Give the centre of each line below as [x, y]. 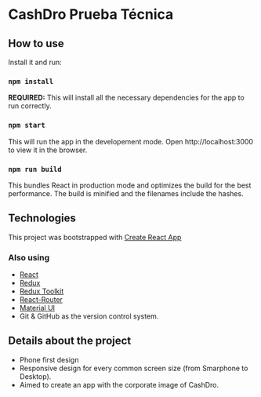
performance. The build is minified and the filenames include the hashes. [126, 193]
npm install [31, 81]
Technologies [42, 219]
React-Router [41, 299]
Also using [29, 257]
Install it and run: [35, 62]
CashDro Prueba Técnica [91, 15]
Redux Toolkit [42, 291]
